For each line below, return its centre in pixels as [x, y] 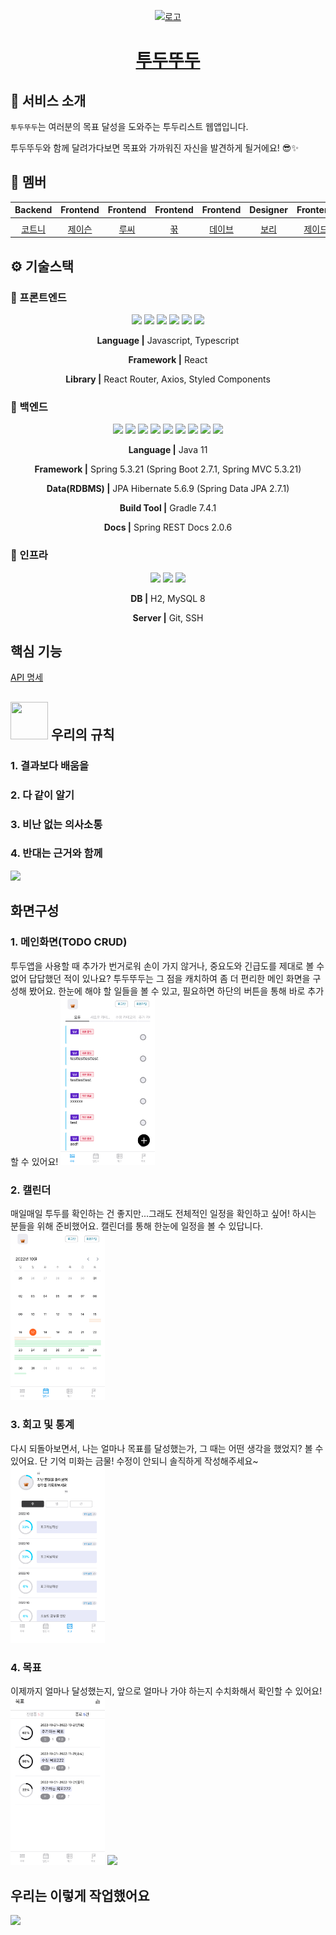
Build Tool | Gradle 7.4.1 [168, 508]
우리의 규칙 [82, 734]
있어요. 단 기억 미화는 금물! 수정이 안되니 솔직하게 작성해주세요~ [134, 1461]
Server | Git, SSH [168, 617]
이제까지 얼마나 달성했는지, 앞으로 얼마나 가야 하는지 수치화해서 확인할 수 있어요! [166, 1691]
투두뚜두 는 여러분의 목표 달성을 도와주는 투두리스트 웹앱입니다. [129, 126]
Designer [268, 210]
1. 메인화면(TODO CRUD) [69, 942]
